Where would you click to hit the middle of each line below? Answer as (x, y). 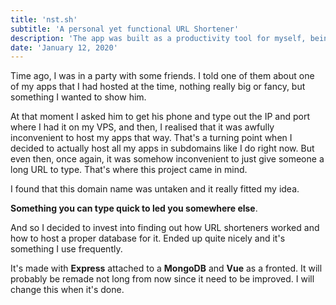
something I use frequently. (66, 249)
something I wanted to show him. (78, 97)
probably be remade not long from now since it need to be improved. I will (162, 279)
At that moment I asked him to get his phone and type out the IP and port (160, 117)
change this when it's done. (67, 290)
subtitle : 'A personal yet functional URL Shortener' (125, 29)
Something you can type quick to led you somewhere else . (134, 208)
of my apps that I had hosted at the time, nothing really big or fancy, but (158, 87)
